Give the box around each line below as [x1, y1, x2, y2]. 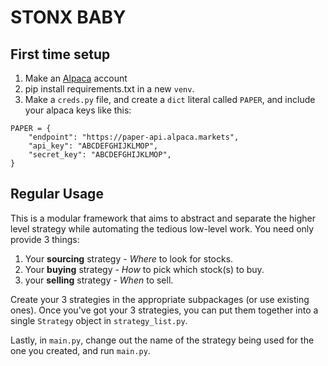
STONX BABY [10, 6, 127, 29]
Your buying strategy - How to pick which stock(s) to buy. [24, 263, 265, 275]
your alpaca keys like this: [24, 104, 132, 116]
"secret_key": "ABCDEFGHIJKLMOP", [28, 150, 172, 160]
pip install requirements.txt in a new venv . [24, 83, 195, 95]
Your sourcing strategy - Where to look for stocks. [24, 252, 234, 265]
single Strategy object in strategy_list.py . [10, 314, 188, 326]
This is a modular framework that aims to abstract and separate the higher [10, 212, 316, 224]
